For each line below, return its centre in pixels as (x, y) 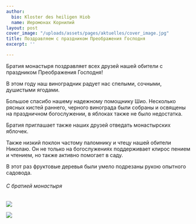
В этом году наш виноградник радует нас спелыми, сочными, (84, 83)
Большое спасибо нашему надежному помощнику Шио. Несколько (91, 101)
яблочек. (17, 131)
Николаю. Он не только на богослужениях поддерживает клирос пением (98, 149)
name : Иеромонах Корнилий (43, 22)
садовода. (19, 172)
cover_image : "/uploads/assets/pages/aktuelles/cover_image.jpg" (87, 33)
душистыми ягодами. (33, 90)
